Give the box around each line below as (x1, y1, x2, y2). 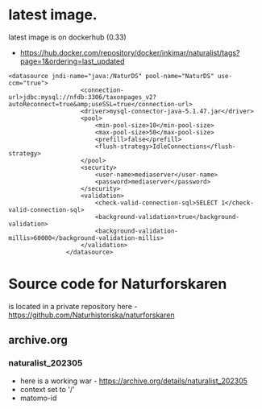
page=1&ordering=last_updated (19, 56, 125, 66)
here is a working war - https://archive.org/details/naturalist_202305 (19, 376, 248, 386)
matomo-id (19, 393, 57, 403)
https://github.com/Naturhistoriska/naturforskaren (8, 310, 175, 320)
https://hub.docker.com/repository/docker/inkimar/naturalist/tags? (19, 48, 240, 57)
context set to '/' (19, 384, 75, 394)
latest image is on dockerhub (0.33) (8, 32, 127, 42)
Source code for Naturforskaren (8, 275, 227, 293)
